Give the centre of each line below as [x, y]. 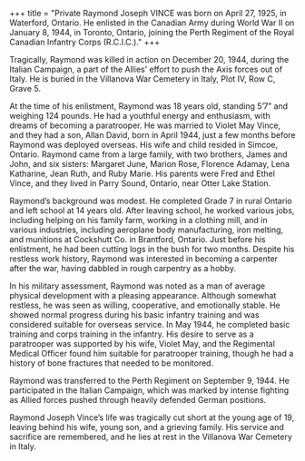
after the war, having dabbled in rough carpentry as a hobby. [123, 268]
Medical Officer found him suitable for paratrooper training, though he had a [152, 353]
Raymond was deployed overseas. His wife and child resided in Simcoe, [144, 145]
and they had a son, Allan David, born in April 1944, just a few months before [152, 135]
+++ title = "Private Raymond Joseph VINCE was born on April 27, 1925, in [148, 13]
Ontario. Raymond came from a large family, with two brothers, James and [148, 154]
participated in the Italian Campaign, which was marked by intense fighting [149, 390]
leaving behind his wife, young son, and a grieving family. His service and [147, 427]
